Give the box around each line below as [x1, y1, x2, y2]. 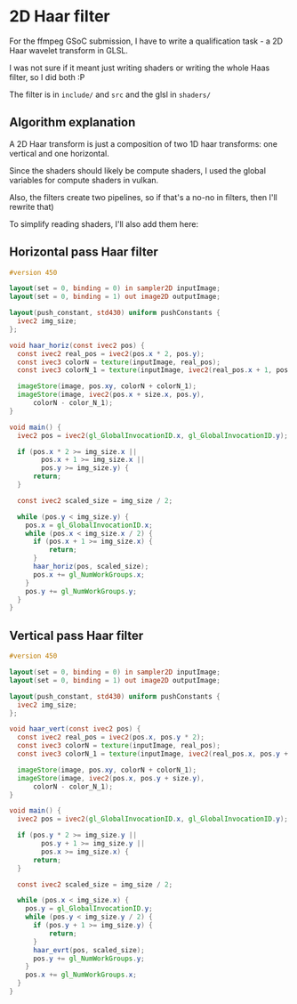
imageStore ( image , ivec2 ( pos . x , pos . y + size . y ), [17, 773, 205, 782]
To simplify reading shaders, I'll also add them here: [9, 218, 198, 229]
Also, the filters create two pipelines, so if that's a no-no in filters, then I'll [9, 191, 278, 202]
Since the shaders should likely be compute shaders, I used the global [9, 165, 267, 175]
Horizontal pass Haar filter [9, 245, 158, 260]
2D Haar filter [9, 6, 110, 27]
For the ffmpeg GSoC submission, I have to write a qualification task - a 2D [9, 36, 283, 46]
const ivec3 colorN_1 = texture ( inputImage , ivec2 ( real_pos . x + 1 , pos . [17, 366, 293, 375]
